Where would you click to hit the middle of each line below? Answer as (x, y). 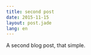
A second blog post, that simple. (46, 45)
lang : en (17, 28)
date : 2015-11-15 (28, 17)
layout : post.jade (29, 23)
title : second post (30, 12)
